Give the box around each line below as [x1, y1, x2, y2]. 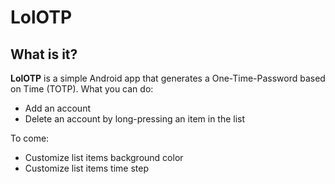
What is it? [10, 46, 78, 63]
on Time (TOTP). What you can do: [10, 83, 154, 95]
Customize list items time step [24, 162, 149, 174]
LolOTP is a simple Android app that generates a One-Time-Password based [10, 72, 326, 84]
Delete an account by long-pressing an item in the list [24, 113, 246, 125]
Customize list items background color [24, 152, 184, 163]
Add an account [24, 102, 91, 114]
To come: [10, 132, 50, 144]
